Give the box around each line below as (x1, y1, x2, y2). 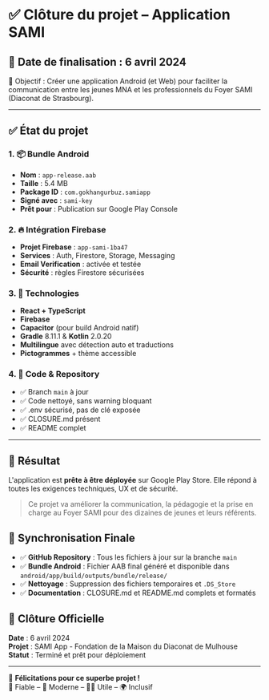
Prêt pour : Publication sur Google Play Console (19, 204, 179, 213)
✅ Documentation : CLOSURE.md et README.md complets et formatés (19, 588, 256, 598)
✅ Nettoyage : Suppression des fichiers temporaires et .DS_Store (19, 579, 236, 589)
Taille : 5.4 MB (19, 178, 68, 188)
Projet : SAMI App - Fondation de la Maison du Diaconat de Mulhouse (8, 641, 239, 651)
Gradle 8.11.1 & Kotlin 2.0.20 (19, 331, 112, 342)
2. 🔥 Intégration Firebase (8, 224, 106, 235)
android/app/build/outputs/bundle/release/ (19, 572, 168, 581)
